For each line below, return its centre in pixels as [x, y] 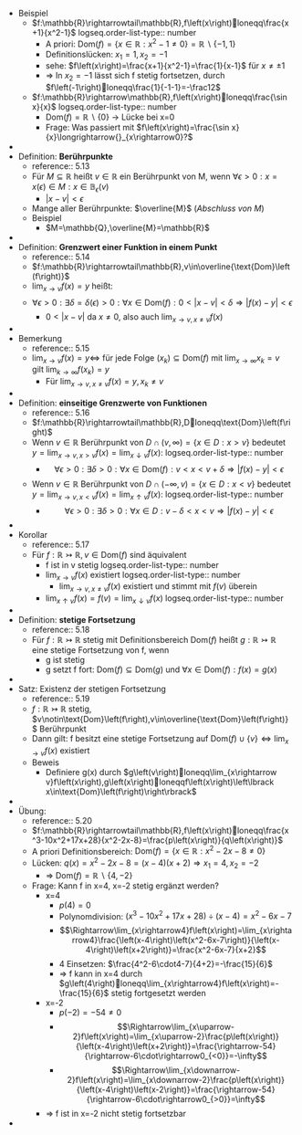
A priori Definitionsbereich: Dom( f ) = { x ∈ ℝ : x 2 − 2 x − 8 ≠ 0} [149, 850]
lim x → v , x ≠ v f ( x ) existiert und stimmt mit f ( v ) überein [158, 588]
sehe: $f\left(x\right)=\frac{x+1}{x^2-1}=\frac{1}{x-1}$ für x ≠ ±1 [165, 66]
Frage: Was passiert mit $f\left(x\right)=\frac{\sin [137, 128]
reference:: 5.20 [62, 820]
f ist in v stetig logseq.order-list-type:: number [132, 564]
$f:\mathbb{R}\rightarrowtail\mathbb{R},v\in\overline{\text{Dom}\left [161, 267]
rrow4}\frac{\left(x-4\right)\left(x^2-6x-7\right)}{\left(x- [176, 941]
